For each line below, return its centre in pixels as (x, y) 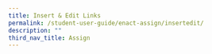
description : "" (35, 30)
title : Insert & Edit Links (55, 15)
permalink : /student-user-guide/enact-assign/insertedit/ (106, 23)
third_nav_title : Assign (49, 38)
